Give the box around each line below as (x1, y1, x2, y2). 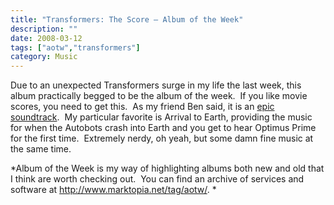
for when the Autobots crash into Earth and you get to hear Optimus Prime (10, 122, 317, 134)
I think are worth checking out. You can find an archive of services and (10, 173, 305, 185)
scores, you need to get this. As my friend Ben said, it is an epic (10, 101, 275, 113)
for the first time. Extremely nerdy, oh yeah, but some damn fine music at (10, 132, 314, 145)
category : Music (10, 52, 78, 62)
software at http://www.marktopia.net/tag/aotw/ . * (10, 184, 217, 196)
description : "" (10, 24, 78, 34)
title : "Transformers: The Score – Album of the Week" (10, 14, 244, 25)
